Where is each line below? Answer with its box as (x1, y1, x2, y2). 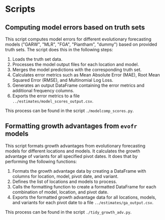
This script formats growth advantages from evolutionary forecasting (5, 143, 146, 148)
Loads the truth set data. (12, 56, 63, 62)
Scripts (5, 3, 36, 15)
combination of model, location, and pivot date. (12, 189, 109, 195)
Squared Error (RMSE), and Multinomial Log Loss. (12, 77, 114, 83)
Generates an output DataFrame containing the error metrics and (12, 82, 145, 88)
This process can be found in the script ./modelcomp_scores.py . (5, 108, 134, 113)
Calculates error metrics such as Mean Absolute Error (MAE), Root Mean (12, 72, 161, 77)
